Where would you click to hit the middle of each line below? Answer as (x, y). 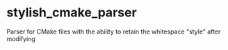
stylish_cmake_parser (72, 13)
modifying (21, 38)
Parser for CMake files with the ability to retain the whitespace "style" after (114, 32)
